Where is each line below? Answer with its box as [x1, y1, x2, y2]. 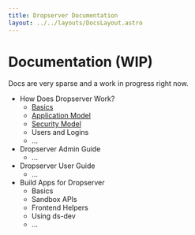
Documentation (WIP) [8, 53, 153, 71]
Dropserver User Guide [19, 161, 96, 170]
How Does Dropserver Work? [19, 94, 115, 103]
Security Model [31, 119, 81, 129]
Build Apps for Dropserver [19, 178, 105, 188]
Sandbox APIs [31, 195, 77, 204]
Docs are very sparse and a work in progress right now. [8, 79, 189, 88]
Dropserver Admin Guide [19, 144, 101, 154]
